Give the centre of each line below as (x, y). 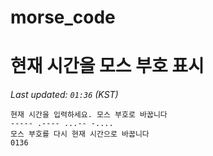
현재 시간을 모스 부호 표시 (107, 66)
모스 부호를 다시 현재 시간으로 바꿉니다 (80, 134)
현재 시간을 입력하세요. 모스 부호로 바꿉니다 (89, 115)
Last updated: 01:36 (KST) (64, 95)
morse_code (63, 17)
